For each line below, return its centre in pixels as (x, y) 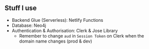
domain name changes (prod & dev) (56, 41)
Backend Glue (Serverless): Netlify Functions (57, 20)
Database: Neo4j (29, 25)
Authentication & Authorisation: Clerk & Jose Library (65, 30)
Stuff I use (21, 8)
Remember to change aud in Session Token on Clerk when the (81, 36)
